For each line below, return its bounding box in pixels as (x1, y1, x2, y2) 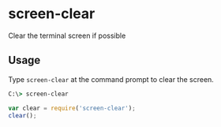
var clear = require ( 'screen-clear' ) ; (8, 104, 136, 112)
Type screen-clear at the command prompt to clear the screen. (8, 74, 215, 84)
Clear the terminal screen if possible (8, 31, 126, 40)
